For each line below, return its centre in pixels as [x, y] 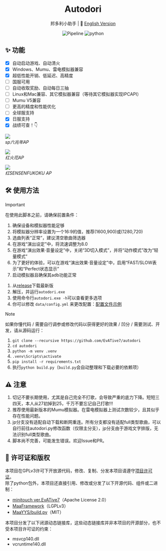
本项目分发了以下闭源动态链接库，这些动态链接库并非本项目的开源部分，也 [81, 523]
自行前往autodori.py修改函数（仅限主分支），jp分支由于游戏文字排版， [83, 428]
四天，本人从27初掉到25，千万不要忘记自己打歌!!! [63, 403]
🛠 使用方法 [22, 190]
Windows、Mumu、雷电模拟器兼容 [48, 69]
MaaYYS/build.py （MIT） [38, 512]
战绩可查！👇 [25, 125]
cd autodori [24, 346]
